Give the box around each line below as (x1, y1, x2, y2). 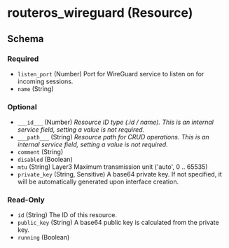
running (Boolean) (17, 233, 70, 242)
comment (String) (17, 148, 64, 156)
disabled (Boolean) (17, 156, 73, 164)
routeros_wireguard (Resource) (7, 5, 193, 21)
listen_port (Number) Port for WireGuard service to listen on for (17, 69, 204, 78)
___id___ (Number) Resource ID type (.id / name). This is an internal (17, 118, 214, 127)
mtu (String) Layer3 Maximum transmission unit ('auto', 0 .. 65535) (17, 163, 208, 171)
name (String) (17, 84, 54, 92)
